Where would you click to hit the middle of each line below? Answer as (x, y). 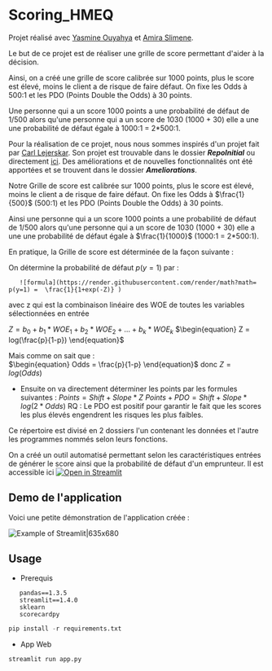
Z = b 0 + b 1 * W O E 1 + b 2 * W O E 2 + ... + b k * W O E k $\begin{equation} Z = (129, 330)
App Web (36, 644)
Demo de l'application (65, 498)
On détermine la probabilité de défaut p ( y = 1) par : (94, 267)
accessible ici (31, 472)
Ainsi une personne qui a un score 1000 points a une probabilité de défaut (132, 218)
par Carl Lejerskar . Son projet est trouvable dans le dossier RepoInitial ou (132, 152)
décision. (24, 62)
